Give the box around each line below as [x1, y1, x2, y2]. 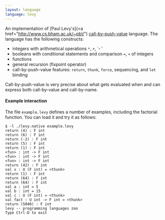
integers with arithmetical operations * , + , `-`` [12, 45, 103, 51]
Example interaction [5, 98, 47, 104]
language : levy [5, 12, 36, 17]
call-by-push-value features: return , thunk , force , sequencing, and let [12, 66, 156, 72]
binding [12, 72, 28, 78]
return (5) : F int [5, 141, 45, 146]
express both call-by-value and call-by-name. [5, 87, 98, 92]
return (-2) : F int [5, 136, 48, 141]
